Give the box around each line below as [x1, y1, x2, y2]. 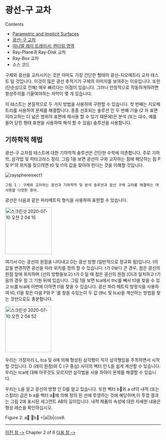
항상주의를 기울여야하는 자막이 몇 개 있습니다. [5, 90, 92, 97]
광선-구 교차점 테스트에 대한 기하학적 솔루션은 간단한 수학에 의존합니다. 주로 [5, 150, 151, 156]
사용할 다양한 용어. [5, 188, 39, 193]
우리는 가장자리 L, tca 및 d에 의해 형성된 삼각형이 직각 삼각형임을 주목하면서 [5, 357, 151, 363]
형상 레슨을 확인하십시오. [5, 404, 53, 410]
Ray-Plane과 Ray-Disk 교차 [12, 49, 66, 55]
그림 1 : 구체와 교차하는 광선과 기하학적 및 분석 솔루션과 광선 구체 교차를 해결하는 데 [5, 182, 159, 187]
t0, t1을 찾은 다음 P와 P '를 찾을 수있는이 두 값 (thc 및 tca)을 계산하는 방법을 [10, 289, 156, 295]
